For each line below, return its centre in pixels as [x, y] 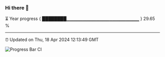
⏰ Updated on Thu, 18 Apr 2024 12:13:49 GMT [52, 40]
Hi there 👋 [17, 8]
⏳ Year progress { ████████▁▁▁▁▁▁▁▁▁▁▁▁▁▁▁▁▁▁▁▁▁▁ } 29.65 [80, 19]
